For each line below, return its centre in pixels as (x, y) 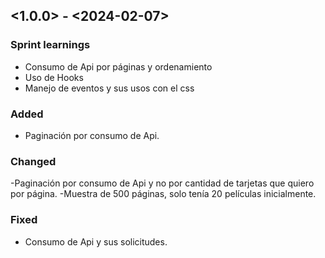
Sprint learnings (50, 45)
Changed (33, 161)
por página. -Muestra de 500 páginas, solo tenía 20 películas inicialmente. (163, 194)
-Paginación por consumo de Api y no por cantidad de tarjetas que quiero (162, 183)
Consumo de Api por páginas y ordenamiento (118, 66)
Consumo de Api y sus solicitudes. (96, 241)
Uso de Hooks (54, 77)
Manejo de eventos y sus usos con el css (109, 88)
